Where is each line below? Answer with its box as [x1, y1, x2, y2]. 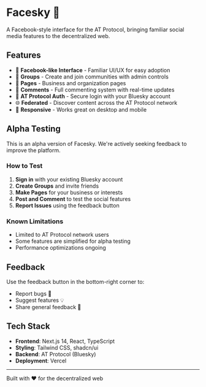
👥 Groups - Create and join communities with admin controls [15, 73, 169, 80]
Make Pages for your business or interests [15, 188, 123, 196]
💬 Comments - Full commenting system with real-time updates [15, 86, 175, 93]
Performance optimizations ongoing [15, 244, 106, 251]
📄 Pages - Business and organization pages [15, 79, 126, 86]
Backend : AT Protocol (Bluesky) [15, 350, 96, 358]
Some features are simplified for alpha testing [15, 237, 131, 245]
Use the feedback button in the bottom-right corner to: [6, 278, 145, 285]
